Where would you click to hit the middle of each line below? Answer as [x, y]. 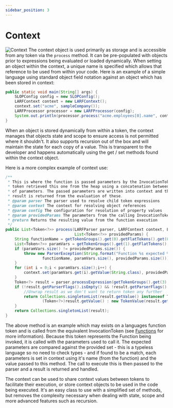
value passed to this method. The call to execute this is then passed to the [84, 363]
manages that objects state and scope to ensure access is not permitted [82, 136]
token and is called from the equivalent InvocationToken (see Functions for [84, 331]
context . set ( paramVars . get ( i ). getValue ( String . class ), [84, 273]
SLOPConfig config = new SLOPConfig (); [57, 97]
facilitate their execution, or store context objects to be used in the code [82, 384]
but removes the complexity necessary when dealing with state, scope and [85, 395]
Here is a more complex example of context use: [57, 168]
